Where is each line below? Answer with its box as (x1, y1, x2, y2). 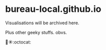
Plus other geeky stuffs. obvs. (5, 29, 67, 35)
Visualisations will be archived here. (5, 20, 79, 26)
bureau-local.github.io (5, 3, 101, 15)
